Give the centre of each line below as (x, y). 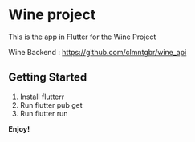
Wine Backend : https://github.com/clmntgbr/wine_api (97, 52)
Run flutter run (44, 113)
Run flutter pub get (51, 105)
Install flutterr (42, 97)
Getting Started (48, 77)
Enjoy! (19, 128)
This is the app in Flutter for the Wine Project (82, 37)
